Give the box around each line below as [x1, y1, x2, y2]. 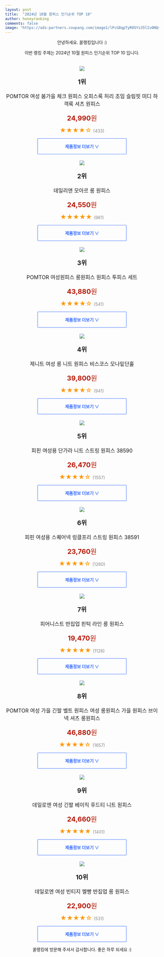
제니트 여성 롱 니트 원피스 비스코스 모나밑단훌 [30, 361, 134, 368]
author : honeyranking [5, 16, 49, 21]
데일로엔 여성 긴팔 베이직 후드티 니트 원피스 [32, 802, 132, 809]
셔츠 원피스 [75, 101, 101, 108]
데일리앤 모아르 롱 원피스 [53, 187, 111, 194]
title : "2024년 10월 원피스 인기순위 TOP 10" [5, 12, 92, 17]
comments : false [5, 21, 38, 26]
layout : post [5, 7, 32, 12]
